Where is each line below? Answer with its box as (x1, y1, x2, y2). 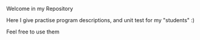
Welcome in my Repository (6, 5, 73, 12)
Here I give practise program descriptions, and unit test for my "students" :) (6, 17, 195, 23)
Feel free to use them (6, 28, 59, 35)
